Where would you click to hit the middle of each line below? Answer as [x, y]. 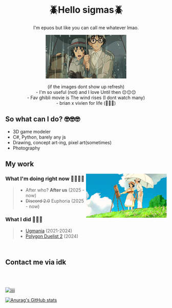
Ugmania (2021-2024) [49, 230]
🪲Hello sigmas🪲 [86, 10]
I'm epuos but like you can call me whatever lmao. [86, 27]
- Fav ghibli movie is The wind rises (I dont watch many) [86, 98]
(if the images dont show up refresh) [86, 87]
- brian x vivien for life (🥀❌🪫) [86, 103]
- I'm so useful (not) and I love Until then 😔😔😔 [86, 92]
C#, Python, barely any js [39, 137]
